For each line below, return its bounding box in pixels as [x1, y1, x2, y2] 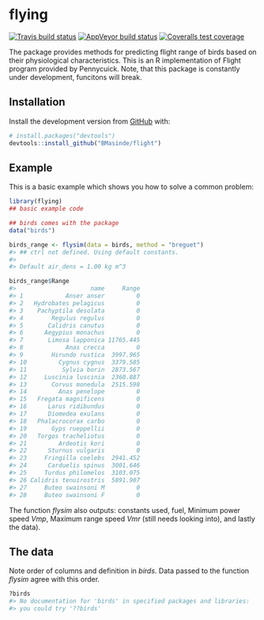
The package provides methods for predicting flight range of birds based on [9, 47, 257, 56]
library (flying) [9, 197, 62, 205]
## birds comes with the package [9, 220, 119, 228]
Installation [9, 95, 66, 109]
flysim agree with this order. [9, 575, 100, 584]
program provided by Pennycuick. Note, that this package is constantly [9, 63, 240, 73]
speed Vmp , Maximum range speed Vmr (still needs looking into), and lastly [9, 514, 255, 523]
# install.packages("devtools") [9, 132, 115, 140]
